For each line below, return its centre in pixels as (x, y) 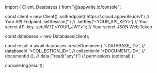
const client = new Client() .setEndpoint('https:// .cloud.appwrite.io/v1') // (77, 16)
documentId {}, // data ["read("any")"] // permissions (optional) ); (70, 56)
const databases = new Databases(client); (47, 36)
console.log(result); (24, 65)
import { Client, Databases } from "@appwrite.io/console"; (63, 7)
